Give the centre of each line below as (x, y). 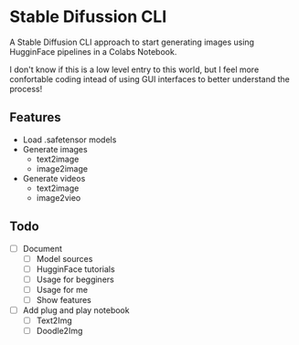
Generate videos (54, 178)
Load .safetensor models (69, 140)
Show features (64, 299)
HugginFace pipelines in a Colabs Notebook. (93, 51)
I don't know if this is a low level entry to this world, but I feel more (134, 69)
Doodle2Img (59, 331)
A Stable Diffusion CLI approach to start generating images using (132, 42)
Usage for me (62, 289)
